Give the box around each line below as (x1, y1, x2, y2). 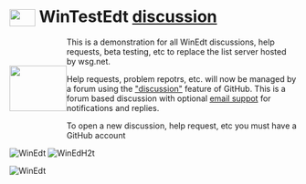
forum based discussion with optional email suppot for (67, 93, 271, 104)
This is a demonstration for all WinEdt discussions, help (67, 36, 276, 47)
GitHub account (67, 129, 126, 140)
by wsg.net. (67, 56, 111, 66)
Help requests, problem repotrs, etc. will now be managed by (67, 73, 297, 84)
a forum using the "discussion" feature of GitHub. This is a (67, 83, 286, 94)
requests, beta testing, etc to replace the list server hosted (67, 46, 287, 56)
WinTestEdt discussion (38, 6, 217, 27)
